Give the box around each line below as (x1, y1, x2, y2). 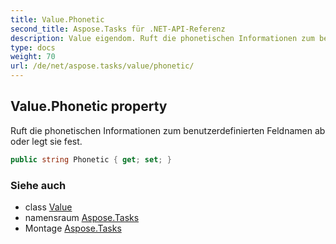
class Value (24, 201, 73, 213)
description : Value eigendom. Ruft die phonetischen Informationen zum (10, 33, 315, 43)
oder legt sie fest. (10, 135, 83, 147)
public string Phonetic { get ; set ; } (10, 154, 172, 165)
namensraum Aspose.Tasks (24, 211, 140, 223)
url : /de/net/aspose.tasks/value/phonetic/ (10, 61, 195, 71)
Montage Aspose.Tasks (24, 222, 122, 234)
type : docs (10, 42, 56, 53)
